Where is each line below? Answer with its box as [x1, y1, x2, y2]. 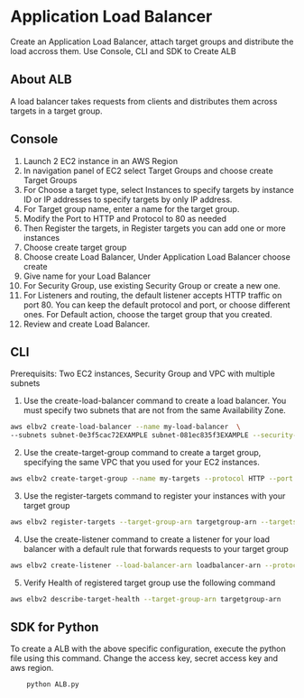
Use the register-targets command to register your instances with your [23, 491, 286, 501]
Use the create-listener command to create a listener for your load [23, 534, 270, 545]
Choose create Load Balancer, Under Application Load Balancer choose [23, 251, 291, 262]
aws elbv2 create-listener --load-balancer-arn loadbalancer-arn [10, 561, 261, 570]
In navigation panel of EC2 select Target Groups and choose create [23, 165, 273, 176]
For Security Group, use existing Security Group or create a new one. [23, 280, 281, 290]
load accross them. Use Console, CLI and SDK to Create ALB [10, 45, 237, 56]
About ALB [10, 72, 72, 87]
